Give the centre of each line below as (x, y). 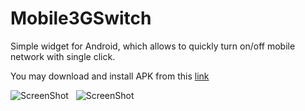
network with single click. (63, 56)
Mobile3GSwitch (81, 18)
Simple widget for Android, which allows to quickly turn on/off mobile (153, 46)
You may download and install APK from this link (110, 76)
